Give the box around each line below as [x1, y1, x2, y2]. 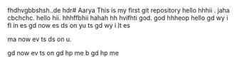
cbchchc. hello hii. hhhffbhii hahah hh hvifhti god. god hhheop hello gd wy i [7, 14, 228, 22]
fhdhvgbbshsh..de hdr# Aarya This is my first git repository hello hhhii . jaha [7, 6, 230, 14]
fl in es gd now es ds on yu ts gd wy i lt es [7, 21, 130, 29]
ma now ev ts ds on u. [7, 35, 73, 43]
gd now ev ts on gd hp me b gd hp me [7, 49, 120, 57]
